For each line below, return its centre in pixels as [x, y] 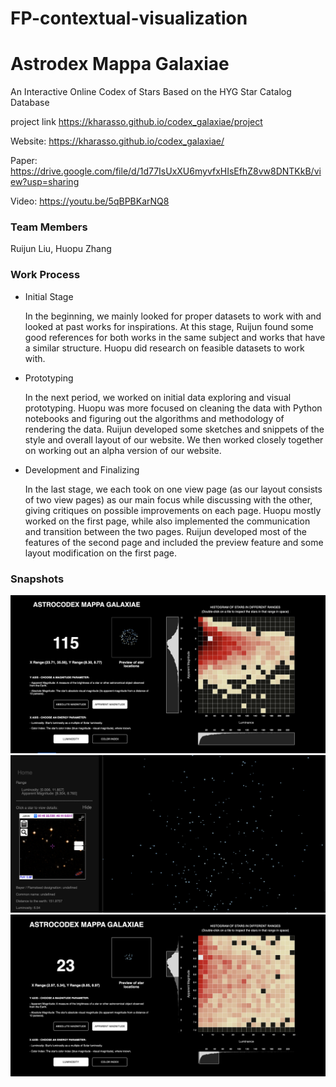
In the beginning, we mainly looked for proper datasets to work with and [173, 316]
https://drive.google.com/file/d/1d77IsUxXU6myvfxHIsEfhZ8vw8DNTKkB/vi [166, 171]
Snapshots [37, 579]
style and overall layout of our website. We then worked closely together [174, 439]
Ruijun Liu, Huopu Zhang [61, 249]
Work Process [45, 275]
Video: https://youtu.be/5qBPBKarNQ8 [90, 201]
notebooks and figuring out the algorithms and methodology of [154, 418]
